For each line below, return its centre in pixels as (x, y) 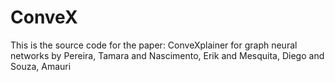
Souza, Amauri (41, 66)
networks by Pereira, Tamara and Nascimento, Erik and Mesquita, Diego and (167, 55)
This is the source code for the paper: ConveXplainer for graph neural (154, 45)
